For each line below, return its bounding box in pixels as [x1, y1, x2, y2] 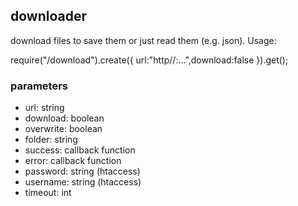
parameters [10, 79, 68, 93]
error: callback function [24, 155, 122, 167]
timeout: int [24, 187, 72, 199]
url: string [24, 102, 65, 114]
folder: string [24, 134, 78, 146]
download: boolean [24, 112, 105, 124]
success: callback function [24, 144, 136, 156]
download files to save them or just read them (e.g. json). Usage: [10, 34, 277, 46]
